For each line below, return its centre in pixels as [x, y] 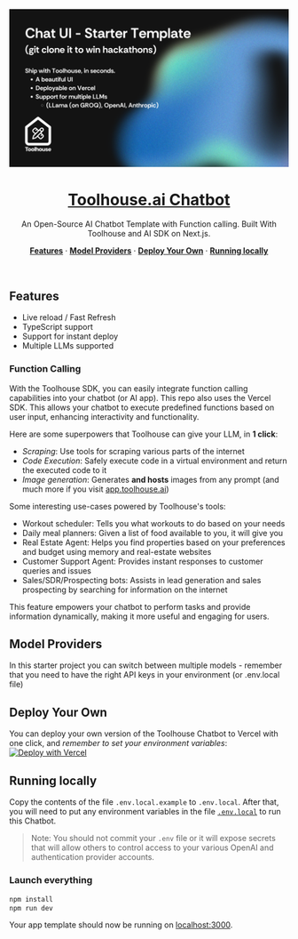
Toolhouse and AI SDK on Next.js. [149, 234]
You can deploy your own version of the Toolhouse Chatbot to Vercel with [144, 734]
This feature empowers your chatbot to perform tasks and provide [130, 606]
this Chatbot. [33, 821]
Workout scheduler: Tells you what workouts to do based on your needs [153, 523]
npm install [31, 900]
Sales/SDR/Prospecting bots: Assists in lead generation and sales [141, 580]
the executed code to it [64, 469]
